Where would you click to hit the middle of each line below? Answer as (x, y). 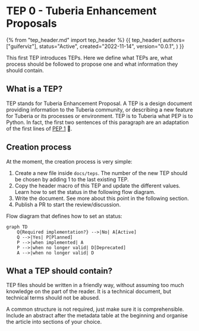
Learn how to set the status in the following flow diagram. (85, 192)
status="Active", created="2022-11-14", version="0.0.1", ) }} (111, 46)
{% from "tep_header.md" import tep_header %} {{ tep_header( (84, 40)
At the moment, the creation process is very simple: (69, 161)
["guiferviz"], (22, 46)
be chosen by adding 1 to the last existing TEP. (72, 179)
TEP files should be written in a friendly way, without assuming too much (95, 285)
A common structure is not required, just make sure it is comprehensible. (95, 309)
